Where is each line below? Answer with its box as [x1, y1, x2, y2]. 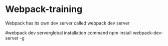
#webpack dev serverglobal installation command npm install [5, 29, 132, 35]
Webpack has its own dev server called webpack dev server [5, 20, 130, 26]
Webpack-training [5, 3, 83, 15]
